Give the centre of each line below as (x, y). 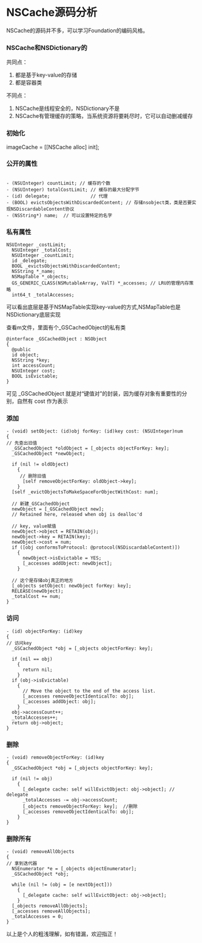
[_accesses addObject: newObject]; (67, 564)
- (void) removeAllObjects (40, 852)
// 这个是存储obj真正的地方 (43, 581)
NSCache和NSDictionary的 (47, 47)
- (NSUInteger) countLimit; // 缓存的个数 (59, 183)
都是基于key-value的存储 (46, 75)
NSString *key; (31, 360)
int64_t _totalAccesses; (43, 295)
